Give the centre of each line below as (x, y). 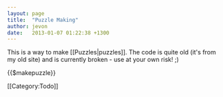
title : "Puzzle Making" (43, 20)
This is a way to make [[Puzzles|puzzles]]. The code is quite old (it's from (111, 52)
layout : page (26, 13)
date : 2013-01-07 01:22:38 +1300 (58, 33)
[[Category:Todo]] (33, 86)
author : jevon (28, 26)
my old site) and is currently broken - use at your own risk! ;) (93, 60)
